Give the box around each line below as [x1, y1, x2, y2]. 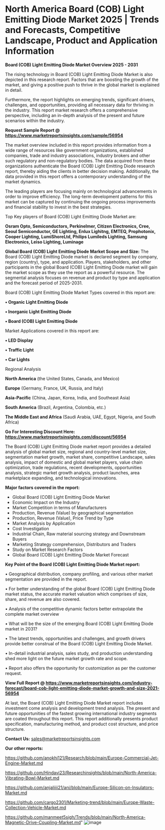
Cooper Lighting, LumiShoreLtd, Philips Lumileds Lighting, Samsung [5, 234, 148, 239]
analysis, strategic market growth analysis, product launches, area [5, 470, 140, 475]
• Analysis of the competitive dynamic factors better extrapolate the [5, 606, 143, 612]
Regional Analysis [5, 366, 41, 372]
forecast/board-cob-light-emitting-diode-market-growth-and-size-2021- [5, 685, 160, 691]
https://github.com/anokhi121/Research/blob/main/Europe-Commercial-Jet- [5, 754, 159, 761]
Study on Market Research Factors [12, 547, 83, 553]
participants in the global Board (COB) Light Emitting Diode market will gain [5, 264, 158, 270]
